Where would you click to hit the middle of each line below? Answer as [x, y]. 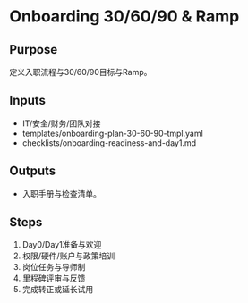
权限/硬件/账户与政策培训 [68, 256]
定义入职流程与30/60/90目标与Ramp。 [81, 72]
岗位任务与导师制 [54, 267]
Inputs [28, 101]
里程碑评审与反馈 [54, 278]
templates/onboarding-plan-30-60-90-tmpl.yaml [112, 133]
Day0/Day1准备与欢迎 [62, 245]
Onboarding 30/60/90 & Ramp [124, 17]
